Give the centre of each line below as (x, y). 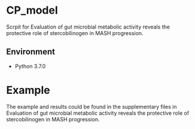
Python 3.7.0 (30, 66)
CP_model (32, 10)
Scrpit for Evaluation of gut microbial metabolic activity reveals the (88, 27)
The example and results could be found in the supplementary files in (92, 106)
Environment (31, 52)
